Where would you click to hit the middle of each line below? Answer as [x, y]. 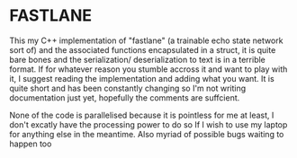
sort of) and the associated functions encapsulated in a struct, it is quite [143, 49]
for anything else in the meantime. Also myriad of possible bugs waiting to [147, 134]
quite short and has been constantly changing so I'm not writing [128, 88]
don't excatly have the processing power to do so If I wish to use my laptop [148, 124]
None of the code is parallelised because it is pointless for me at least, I [142, 115]
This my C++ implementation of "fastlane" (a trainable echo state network [146, 40]
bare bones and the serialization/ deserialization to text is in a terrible [137, 59]
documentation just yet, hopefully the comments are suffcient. [125, 97]
